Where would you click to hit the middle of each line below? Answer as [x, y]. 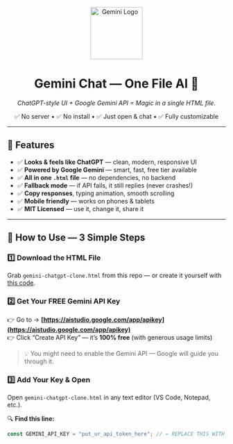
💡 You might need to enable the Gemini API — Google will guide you [121, 353]
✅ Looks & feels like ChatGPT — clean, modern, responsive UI [107, 162]
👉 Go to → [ [25, 320]
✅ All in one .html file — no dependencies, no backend [96, 177]
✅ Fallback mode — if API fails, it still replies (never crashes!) [105, 185]
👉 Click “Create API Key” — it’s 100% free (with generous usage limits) [110, 337]
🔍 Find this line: [31, 419]
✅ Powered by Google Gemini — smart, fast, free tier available [107, 170]
